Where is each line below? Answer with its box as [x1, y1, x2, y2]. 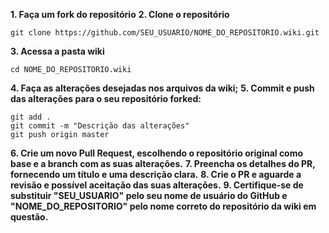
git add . [10, 112, 52, 122]
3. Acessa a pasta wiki [10, 45, 105, 57]
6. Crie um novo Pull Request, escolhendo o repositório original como [10, 147, 304, 159]
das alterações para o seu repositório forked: [10, 93, 202, 104]
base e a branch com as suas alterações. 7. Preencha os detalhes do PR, [10, 158, 316, 169]
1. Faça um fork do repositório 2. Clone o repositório [10, 9, 230, 20]
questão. [10, 211, 49, 223]
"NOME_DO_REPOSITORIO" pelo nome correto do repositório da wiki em [10, 200, 317, 212]
